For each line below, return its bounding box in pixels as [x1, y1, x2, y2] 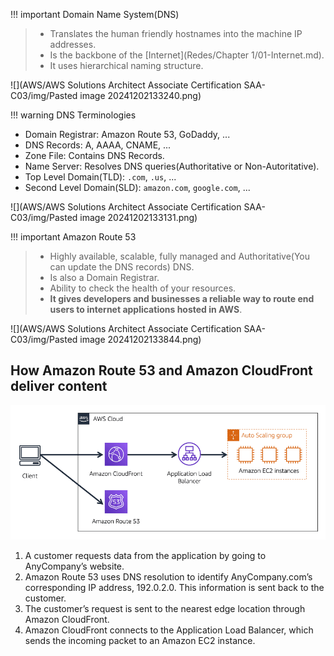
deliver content [10, 378, 108, 395]
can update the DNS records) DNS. [49, 261, 195, 273]
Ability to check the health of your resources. [49, 282, 237, 294]
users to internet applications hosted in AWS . [49, 304, 243, 315]
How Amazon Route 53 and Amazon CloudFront [10, 362, 313, 379]
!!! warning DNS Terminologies [10, 109, 137, 121]
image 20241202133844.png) [79, 334, 202, 345]
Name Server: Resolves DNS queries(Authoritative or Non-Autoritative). [24, 160, 320, 172]
